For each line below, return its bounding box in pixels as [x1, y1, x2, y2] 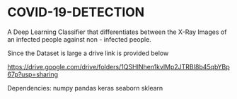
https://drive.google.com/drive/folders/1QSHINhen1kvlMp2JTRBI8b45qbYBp [7, 62, 230, 71]
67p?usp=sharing [7, 70, 59, 78]
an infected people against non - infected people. [7, 35, 152, 43]
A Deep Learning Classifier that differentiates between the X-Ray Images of [7, 28, 227, 36]
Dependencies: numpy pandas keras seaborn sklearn [7, 83, 163, 92]
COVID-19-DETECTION [7, 4, 145, 21]
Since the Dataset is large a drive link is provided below [7, 49, 169, 57]
